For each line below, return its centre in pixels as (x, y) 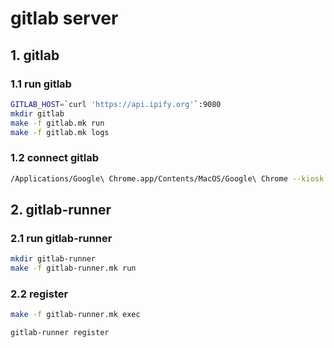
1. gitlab (35, 55)
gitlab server (64, 18)
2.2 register (39, 294)
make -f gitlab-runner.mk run (73, 268)
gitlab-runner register (60, 333)
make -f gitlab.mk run (57, 123)
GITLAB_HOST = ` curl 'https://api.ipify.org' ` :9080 (116, 104)
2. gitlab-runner (61, 209)
